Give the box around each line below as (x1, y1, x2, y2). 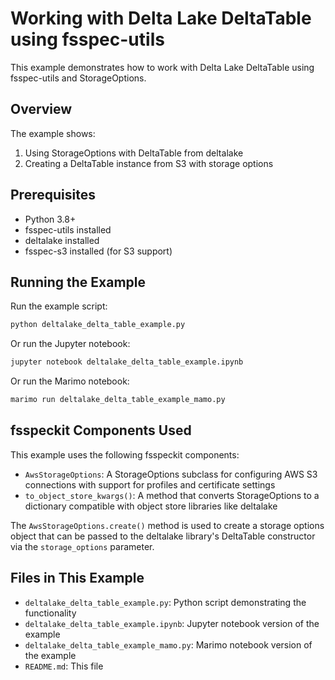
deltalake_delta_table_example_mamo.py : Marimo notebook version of (24, 638, 313, 651)
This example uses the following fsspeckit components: (10, 448, 240, 461)
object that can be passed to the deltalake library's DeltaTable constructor (10, 530, 316, 542)
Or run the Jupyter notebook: (10, 338, 131, 350)
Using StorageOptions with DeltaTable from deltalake (24, 147, 244, 159)
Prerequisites (10, 187, 96, 204)
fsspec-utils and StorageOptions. (10, 72, 147, 84)
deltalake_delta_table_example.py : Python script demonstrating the (24, 596, 307, 608)
